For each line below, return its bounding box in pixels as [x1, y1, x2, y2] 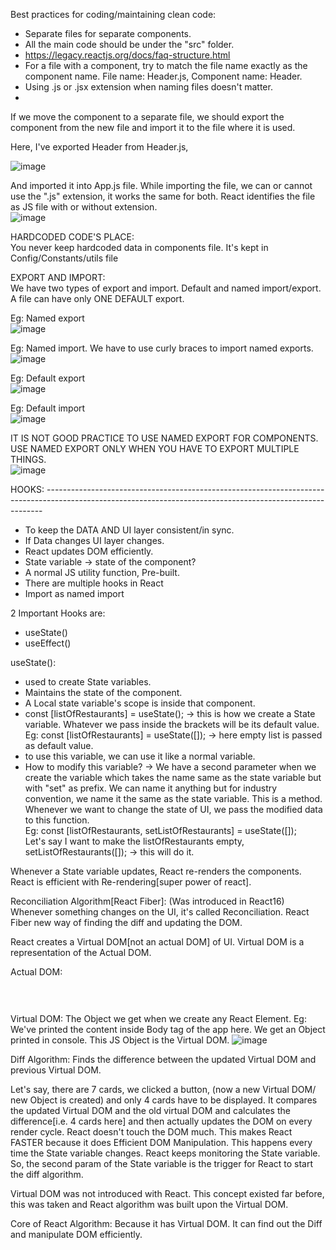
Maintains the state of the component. [24, 687, 183, 698]
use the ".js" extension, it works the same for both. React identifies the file [10, 190, 316, 202]
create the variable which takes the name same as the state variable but [24, 772, 322, 783]
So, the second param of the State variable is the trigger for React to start [10, 1157, 314, 1169]
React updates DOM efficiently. [24, 545, 154, 557]
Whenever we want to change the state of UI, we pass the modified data [24, 804, 323, 815]
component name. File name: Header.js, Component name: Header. [24, 70, 303, 82]
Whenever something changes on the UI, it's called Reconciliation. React [10, 906, 310, 918]
